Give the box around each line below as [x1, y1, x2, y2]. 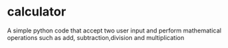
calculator [7, 4, 67, 20]
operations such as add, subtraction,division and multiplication [7, 33, 185, 41]
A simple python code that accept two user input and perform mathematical [7, 26, 222, 34]
